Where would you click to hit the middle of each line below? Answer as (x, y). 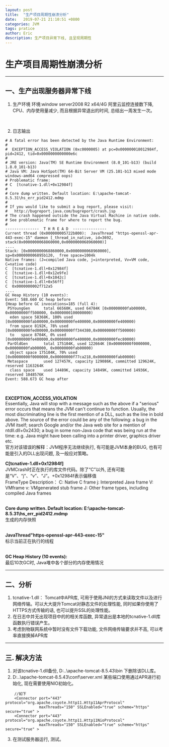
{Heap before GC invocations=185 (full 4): (52, 304)
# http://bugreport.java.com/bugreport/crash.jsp (60, 211)
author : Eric (19, 33)
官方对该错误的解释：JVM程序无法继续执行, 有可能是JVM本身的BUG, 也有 (81, 447)
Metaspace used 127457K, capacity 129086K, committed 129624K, (82, 361)
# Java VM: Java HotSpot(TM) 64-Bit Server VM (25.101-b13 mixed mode (81, 171)
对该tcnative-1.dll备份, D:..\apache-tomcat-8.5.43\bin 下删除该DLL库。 (85, 671)
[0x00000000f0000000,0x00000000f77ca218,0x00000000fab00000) (71, 357)
